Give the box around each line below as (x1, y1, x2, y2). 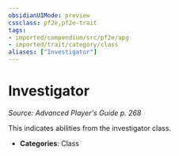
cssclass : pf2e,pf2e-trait (8, 19, 97, 27)
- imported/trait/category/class (8, 41, 119, 49)
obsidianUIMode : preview (8, 11, 90, 20)
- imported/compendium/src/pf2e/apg (8, 33, 129, 42)
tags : (8, 26, 26, 34)
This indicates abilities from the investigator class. (8, 123, 172, 132)
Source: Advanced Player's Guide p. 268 (8, 108, 142, 117)
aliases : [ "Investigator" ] (8, 48, 97, 56)
